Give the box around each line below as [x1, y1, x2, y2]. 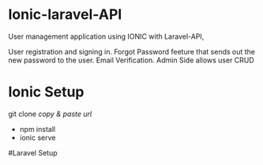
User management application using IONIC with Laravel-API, [8, 32, 205, 41]
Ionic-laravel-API [8, 6, 122, 24]
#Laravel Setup [8, 148, 58, 157]
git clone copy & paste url [8, 109, 92, 118]
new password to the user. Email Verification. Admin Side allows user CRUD [8, 55, 254, 65]
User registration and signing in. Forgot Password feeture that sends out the [8, 47, 255, 56]
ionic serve [19, 133, 56, 142]
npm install [19, 124, 56, 133]
